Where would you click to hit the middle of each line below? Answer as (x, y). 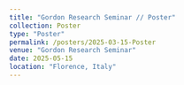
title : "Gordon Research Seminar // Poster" (92, 17)
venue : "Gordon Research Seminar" (73, 50)
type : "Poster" (37, 34)
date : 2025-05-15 (41, 58)
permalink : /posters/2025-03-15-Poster (83, 42)
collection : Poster (45, 26)
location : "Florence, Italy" (63, 67)
